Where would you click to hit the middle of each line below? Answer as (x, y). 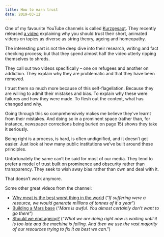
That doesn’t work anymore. (34, 178)
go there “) (23, 213)
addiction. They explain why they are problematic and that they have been (80, 73)
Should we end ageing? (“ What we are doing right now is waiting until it (84, 218)
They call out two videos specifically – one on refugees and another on (77, 68)
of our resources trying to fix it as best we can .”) (61, 229)
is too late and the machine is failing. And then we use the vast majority (85, 224)
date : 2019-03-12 (23, 14)
